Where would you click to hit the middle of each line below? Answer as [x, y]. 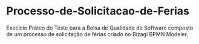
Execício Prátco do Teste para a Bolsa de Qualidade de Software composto [100, 28]
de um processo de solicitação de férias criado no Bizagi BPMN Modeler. [97, 34]
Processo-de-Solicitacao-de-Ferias [98, 11]
